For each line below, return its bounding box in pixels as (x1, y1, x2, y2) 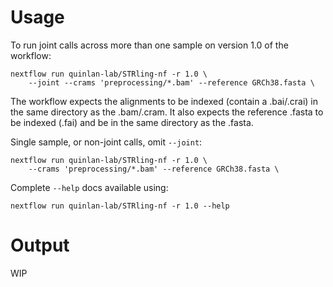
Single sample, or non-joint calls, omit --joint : (10, 136, 203, 148)
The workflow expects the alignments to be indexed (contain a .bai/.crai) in (10, 95, 319, 107)
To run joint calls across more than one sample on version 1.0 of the (10, 39, 289, 51)
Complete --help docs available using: (10, 181, 169, 193)
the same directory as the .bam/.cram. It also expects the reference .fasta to (10, 106, 324, 118)
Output (10, 234, 70, 257)
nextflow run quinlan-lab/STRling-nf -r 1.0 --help (10, 201, 230, 211)
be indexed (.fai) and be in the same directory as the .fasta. (10, 116, 254, 128)
